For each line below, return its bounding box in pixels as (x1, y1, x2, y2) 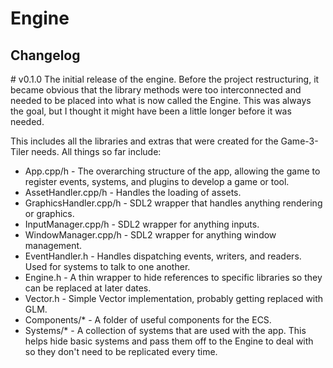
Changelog (10, 47, 81, 64)
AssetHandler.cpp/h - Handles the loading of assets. (24, 187, 242, 198)
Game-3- (280, 135, 319, 147)
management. (24, 240, 83, 251)
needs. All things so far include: (31, 146, 162, 157)
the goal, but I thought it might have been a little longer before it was (10, 105, 292, 117)
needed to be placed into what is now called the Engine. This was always (10, 95, 312, 106)
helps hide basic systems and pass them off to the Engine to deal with (24, 335, 314, 347)
